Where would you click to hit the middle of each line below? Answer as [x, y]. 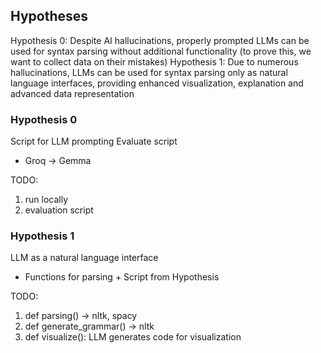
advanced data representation [72, 93]
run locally [46, 200]
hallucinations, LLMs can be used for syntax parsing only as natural [149, 72]
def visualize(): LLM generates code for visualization [133, 337]
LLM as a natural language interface [84, 258]
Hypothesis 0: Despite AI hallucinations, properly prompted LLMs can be [160, 40]
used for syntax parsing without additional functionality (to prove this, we [161, 51]
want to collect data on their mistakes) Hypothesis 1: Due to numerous [154, 61]
